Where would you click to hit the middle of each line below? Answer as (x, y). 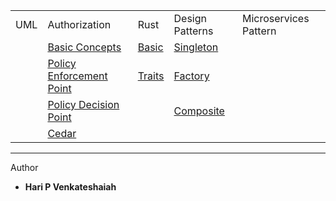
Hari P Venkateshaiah (70, 187)
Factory (191, 76)
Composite (199, 111)
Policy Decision (83, 104)
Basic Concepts (84, 47)
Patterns (193, 31)
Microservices (275, 18)
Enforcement (77, 76)
